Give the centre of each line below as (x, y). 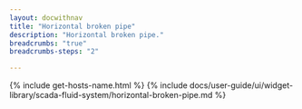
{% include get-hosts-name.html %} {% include (98, 85)
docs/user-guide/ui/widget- (241, 85)
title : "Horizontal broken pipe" (73, 26)
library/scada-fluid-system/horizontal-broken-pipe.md (111, 95)
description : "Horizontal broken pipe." (87, 35)
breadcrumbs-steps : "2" (54, 52)
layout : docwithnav (46, 18)
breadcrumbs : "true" (49, 43)
